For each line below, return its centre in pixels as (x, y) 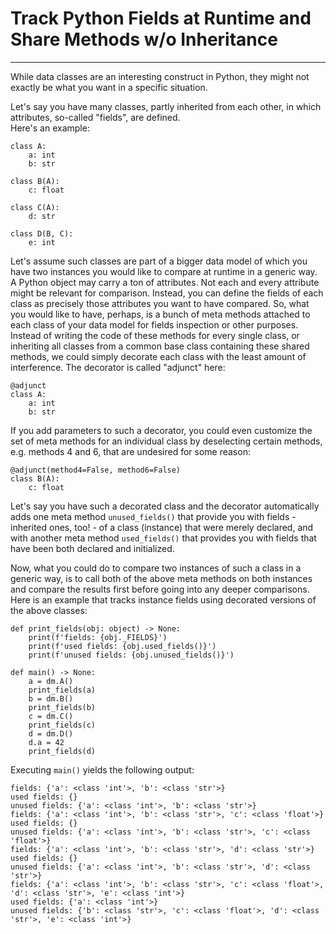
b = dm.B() (51, 698)
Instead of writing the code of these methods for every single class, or (155, 335)
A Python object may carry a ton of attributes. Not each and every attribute (165, 282)
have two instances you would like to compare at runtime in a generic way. (164, 271)
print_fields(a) (62, 690)
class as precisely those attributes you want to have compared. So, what (160, 303)
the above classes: (49, 610)
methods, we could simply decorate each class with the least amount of (158, 356)
